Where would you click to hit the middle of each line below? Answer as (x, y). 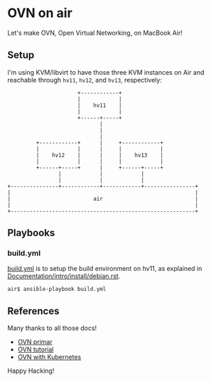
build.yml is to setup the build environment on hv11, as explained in (105, 269)
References (33, 311)
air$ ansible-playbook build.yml (57, 290)
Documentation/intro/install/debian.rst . (64, 276)
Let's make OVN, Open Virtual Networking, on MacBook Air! (95, 33)
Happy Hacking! (31, 371)
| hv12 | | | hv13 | (99, 155)
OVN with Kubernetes (49, 357)
